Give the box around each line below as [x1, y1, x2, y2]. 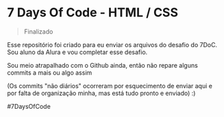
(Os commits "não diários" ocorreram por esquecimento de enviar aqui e [7, 81, 212, 90]
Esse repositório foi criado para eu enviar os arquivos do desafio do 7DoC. [7, 40, 218, 49]
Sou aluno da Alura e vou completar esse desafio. [7, 48, 148, 56]
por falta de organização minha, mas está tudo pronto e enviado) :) [7, 89, 196, 97]
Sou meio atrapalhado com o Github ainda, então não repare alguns [7, 61, 199, 69]
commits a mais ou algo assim [7, 68, 92, 77]
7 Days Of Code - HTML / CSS [7, 5, 179, 21]
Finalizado [23, 27, 53, 36]
